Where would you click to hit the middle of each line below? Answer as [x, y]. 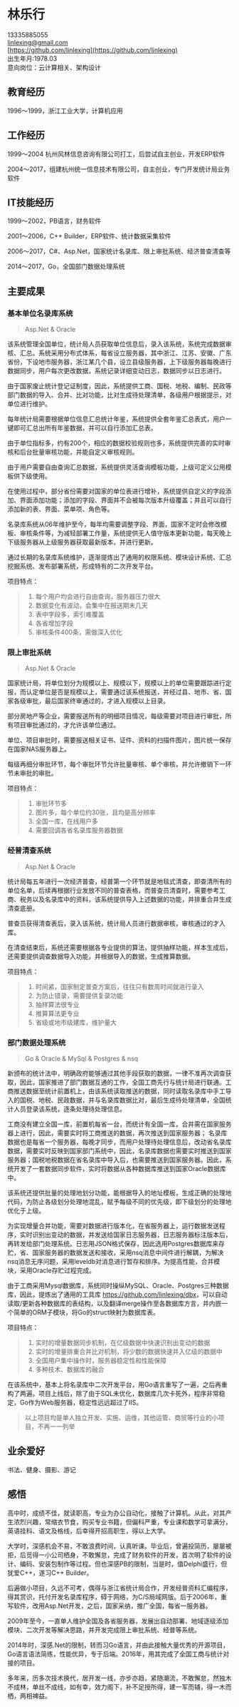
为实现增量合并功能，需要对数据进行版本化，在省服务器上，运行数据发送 [113, 1225]
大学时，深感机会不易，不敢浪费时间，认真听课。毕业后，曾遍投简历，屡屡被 [119, 1546]
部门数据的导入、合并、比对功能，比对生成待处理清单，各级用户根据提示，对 [119, 395]
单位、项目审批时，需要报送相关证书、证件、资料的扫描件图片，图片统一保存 [119, 740]
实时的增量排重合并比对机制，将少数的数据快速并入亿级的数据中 [129, 1351]
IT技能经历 [31, 202]
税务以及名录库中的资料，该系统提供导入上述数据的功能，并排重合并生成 [126, 899]
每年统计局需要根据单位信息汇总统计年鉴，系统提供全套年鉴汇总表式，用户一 [119, 419]
